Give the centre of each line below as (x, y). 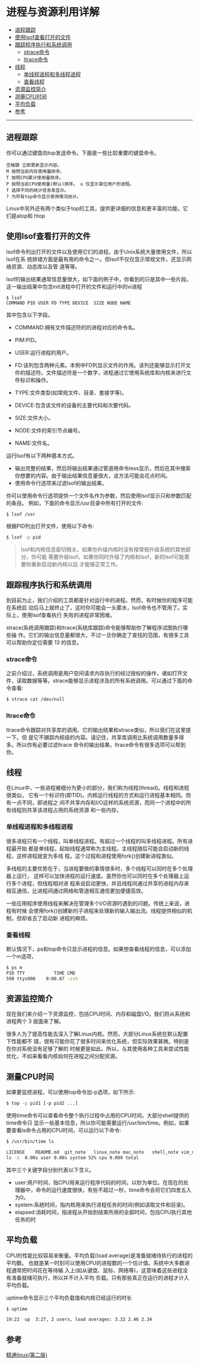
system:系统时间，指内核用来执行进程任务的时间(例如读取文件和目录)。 (101, 1204)
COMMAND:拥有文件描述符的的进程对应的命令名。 (76, 327)
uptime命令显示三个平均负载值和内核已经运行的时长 (69, 1298)
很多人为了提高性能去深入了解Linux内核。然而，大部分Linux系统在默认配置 (97, 1034)
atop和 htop (31, 216)
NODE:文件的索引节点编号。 (49, 430)
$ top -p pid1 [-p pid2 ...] (42, 1104)
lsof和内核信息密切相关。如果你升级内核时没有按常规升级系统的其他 (103, 550)
